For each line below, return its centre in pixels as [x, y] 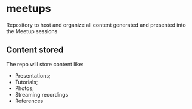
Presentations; [32, 75]
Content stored [35, 50]
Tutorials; [26, 82]
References [29, 101]
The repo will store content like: [45, 64]
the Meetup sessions [32, 31]
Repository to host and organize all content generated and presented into [96, 25]
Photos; [24, 88]
